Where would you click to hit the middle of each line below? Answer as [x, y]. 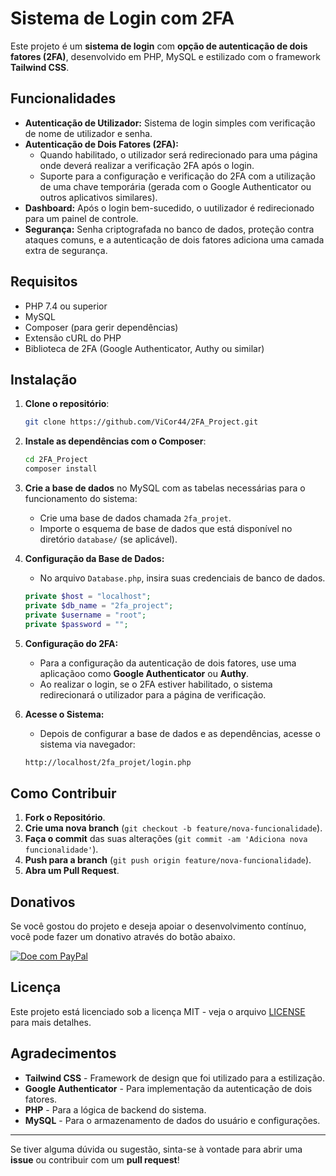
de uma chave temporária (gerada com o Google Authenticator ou [175, 186]
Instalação [44, 379]
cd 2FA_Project [56, 460]
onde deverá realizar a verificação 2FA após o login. [147, 165]
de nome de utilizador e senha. [88, 133]
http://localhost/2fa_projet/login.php [108, 762]
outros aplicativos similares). [98, 197]
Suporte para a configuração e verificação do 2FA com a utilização [177, 176]
